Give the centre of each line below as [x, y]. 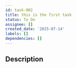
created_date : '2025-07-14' [35, 29]
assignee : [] [19, 24]
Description [24, 59]
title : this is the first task [39, 15]
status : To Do [20, 19]
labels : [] [17, 34]
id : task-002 [19, 10]
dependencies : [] [24, 39]
